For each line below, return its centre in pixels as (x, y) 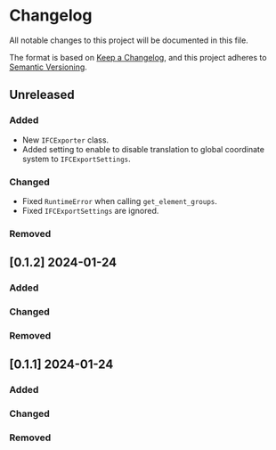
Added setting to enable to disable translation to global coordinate (143, 149)
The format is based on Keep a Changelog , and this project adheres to (138, 57)
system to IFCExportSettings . (76, 159)
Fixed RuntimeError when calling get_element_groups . (120, 200)
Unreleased (42, 95)
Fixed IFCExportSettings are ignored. (90, 210)
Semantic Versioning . (48, 67)
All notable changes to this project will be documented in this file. (129, 40)
